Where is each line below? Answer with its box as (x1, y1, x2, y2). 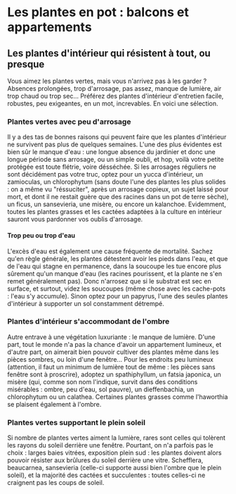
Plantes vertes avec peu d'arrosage (7, 117, 131, 127)
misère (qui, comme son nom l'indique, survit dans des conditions (7, 377, 198, 386)
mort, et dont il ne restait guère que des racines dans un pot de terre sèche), (7, 193, 229, 201)
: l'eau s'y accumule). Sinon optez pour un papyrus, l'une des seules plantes (7, 291, 228, 300)
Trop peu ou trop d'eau (7, 231, 76, 239)
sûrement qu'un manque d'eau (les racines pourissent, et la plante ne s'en (7, 269, 223, 278)
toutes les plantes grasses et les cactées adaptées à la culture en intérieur (7, 208, 223, 216)
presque (7, 58, 45, 70)
